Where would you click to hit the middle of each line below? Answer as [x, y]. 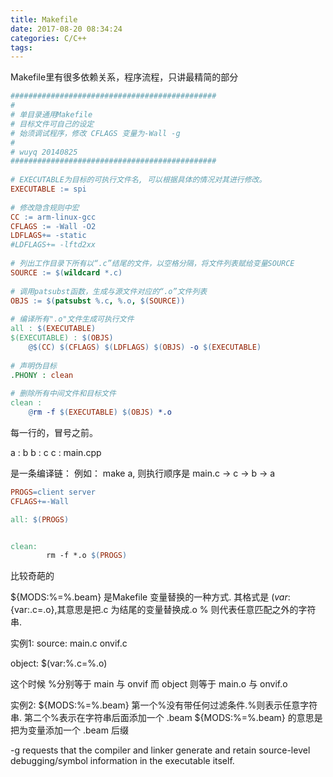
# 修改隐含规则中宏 [45, 207]
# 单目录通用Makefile [51, 115]
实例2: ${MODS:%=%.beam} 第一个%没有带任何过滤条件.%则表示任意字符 [164, 705]
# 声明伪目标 [33, 366]
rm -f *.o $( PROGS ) [87, 556]
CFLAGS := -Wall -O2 [53, 226]
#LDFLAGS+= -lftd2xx [53, 245]
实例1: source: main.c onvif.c [69, 643]
